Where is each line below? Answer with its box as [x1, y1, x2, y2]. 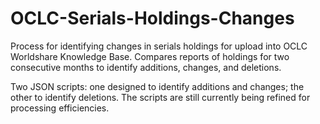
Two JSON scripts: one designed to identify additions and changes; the [10, 80, 305, 92]
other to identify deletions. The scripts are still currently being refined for [10, 91, 311, 103]
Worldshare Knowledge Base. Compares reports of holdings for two [10, 50, 290, 62]
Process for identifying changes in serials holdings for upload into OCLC [10, 40, 308, 52]
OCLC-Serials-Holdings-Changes [10, 7, 295, 30]
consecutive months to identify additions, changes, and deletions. [10, 61, 282, 73]
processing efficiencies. [10, 102, 110, 114]
